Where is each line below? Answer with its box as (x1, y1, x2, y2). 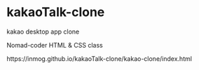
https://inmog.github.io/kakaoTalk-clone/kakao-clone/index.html (6, 54, 192, 63)
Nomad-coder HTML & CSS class (6, 41, 103, 49)
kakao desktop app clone (6, 27, 80, 36)
